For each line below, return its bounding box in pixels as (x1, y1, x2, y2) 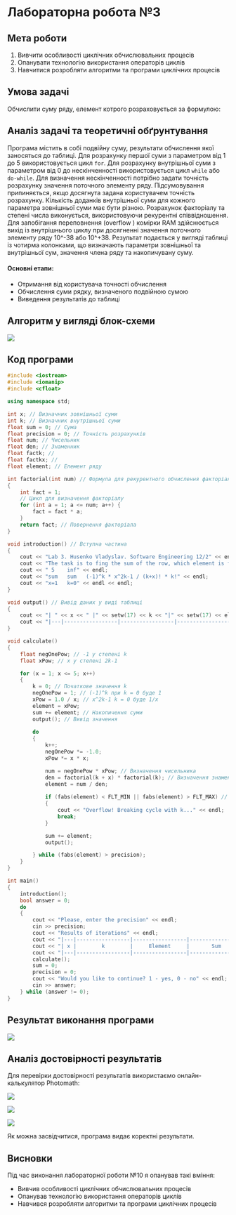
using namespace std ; (7, 398, 71, 405)
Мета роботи (7, 32, 67, 44)
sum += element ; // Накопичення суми (32, 709, 143, 716)
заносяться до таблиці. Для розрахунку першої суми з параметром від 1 (7, 151, 226, 159)
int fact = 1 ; (20, 489, 61, 496)
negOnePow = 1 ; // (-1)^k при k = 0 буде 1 (32, 690, 162, 697)
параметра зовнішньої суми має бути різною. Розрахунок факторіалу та (7, 203, 225, 211)
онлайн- (176, 1072, 202, 1080)
